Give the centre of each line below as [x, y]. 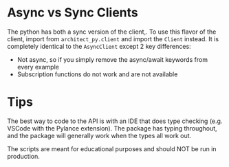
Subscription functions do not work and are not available [97, 74]
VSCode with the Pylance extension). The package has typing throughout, [112, 128]
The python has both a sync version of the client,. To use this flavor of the [112, 32]
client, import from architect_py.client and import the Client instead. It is [113, 38]
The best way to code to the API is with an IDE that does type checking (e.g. [115, 121]
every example [38, 67]
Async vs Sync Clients [73, 13]
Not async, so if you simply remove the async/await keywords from [112, 59]
